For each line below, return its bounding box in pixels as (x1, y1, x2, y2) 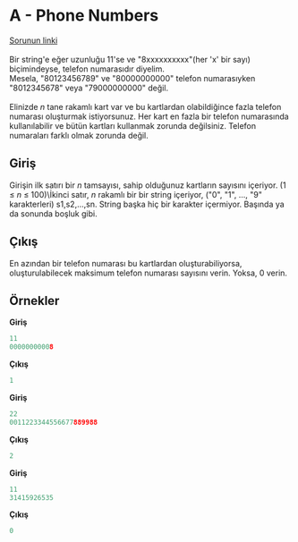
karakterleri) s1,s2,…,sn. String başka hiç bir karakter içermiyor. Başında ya (9, 199, 285, 209)
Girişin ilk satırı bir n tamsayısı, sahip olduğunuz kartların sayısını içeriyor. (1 (9, 180, 286, 191)
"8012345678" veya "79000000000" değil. (9, 82, 168, 93)
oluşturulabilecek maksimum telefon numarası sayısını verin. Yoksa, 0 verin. (9, 267, 288, 278)
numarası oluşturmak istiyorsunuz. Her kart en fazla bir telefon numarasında (9, 111, 289, 122)
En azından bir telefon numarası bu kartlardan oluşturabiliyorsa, (9, 258, 243, 268)
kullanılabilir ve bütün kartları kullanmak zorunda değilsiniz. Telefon (9, 120, 257, 131)
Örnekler (9, 292, 60, 309)
